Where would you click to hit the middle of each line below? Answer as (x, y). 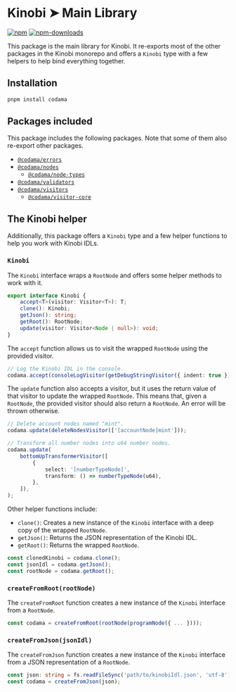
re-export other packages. (46, 146)
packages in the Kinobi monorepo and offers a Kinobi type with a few (108, 54)
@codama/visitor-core (59, 197)
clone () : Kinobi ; (45, 309)
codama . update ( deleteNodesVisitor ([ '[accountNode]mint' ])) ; (97, 431)
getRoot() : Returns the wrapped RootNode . (78, 545)
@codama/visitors (43, 190)
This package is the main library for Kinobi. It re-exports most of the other (114, 46)
